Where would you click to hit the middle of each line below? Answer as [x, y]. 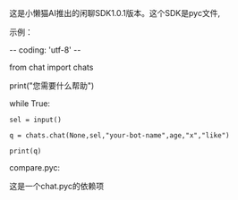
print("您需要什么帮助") [52, 86]
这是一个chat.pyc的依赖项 [57, 186]
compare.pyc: [35, 167]
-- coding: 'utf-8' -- [45, 50]
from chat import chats [51, 67]
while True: [30, 104]
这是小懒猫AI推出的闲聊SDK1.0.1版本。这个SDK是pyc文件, [115, 13]
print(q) [25, 151]
